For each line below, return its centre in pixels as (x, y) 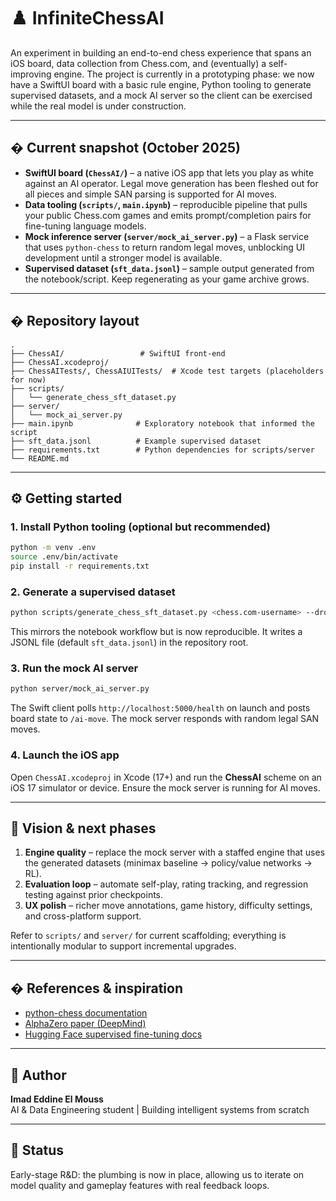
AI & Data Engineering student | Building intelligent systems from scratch (160, 1109)
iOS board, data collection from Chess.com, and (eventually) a (138, 63)
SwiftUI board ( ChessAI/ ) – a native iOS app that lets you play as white (169, 172)
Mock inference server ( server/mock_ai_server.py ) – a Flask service (167, 236)
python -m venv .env (53, 548)
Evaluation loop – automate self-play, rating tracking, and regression (166, 884)
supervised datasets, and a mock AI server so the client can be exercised (161, 95)
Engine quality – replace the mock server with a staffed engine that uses (175, 852)
